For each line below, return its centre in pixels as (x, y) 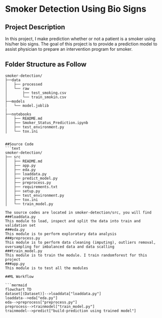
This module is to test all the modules (47, 268)
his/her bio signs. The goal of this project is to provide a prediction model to (81, 44)
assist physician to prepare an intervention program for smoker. (69, 49)
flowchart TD (18, 289)
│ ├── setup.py (23, 191)
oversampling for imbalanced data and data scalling (60, 247)
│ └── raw (17, 88)
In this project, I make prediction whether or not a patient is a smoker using (80, 39)
